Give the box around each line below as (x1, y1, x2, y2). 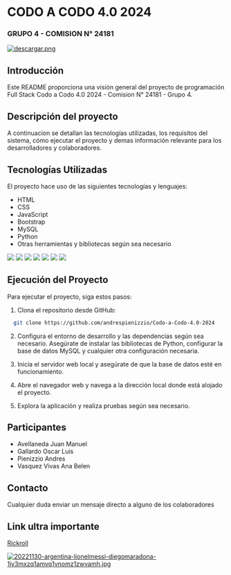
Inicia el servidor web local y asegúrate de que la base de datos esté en (17, 360, 222, 368)
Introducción (7, 64, 64, 76)
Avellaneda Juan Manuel (17, 440, 88, 448)
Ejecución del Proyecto (7, 274, 109, 286)
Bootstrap (17, 218, 46, 226)
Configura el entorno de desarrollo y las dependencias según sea (17, 332, 204, 340)
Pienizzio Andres (17, 454, 66, 463)
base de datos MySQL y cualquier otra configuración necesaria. (17, 346, 200, 355)
